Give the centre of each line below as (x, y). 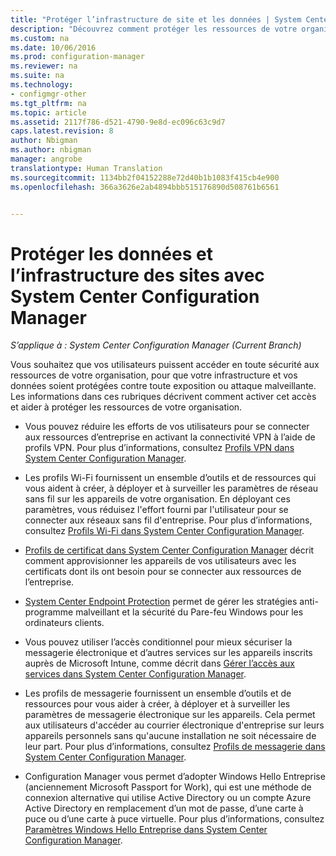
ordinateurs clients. (64, 623)
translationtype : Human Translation (86, 168)
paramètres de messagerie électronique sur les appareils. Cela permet (170, 715)
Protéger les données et (111, 253)
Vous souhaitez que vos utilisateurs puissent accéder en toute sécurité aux (165, 365)
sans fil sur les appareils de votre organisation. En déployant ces (157, 499)
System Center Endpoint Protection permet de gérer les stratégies (161, 602)
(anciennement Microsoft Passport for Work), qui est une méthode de (168, 787)
